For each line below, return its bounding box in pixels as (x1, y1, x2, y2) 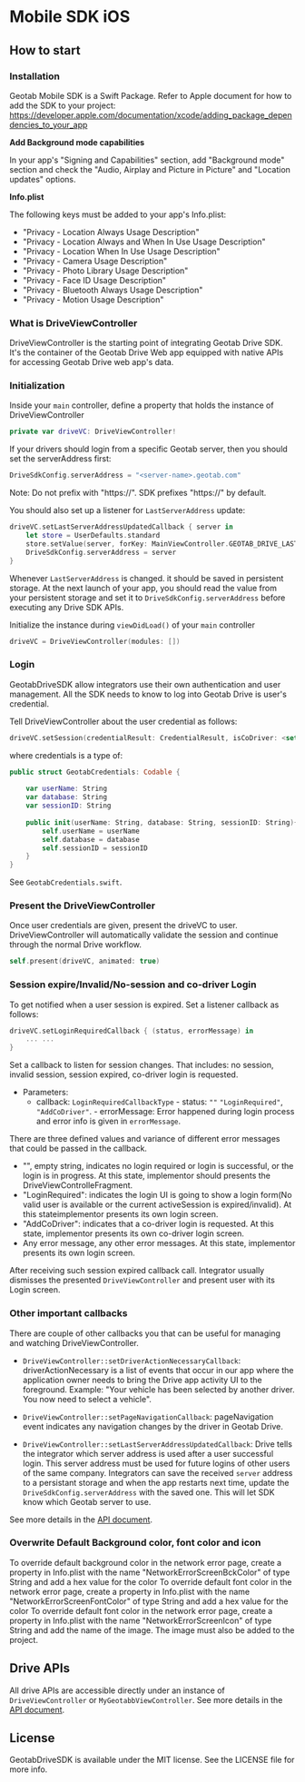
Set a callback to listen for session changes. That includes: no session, (9, 1060, 274, 1071)
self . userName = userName (42, 827, 141, 836)
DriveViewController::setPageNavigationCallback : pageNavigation (22, 1411, 274, 1422)
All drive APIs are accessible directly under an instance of (9, 1685, 225, 1696)
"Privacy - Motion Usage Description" (22, 293, 164, 305)
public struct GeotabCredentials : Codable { (9, 767, 181, 777)
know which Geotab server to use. (22, 1496, 152, 1507)
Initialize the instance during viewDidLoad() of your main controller (9, 619, 256, 630)
